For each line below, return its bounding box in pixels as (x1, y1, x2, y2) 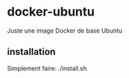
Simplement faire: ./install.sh (7, 64, 87, 72)
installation (7, 46, 56, 58)
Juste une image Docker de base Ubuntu (7, 26, 123, 35)
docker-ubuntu (7, 4, 95, 20)
